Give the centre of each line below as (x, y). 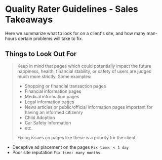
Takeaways (29, 20)
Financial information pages (53, 91)
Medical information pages (52, 96)
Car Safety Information (48, 122)
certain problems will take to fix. (50, 39)
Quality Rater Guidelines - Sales (72, 9)
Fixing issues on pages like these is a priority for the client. (77, 137)
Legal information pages (49, 102)
